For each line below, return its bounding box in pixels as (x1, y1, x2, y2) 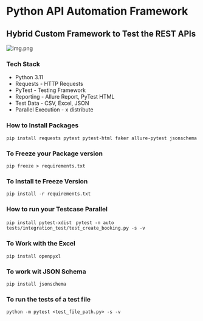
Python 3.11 (15, 74, 44, 81)
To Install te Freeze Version (6, 177, 88, 185)
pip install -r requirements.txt (6, 191, 91, 197)
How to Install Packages (6, 121, 79, 130)
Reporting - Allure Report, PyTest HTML (15, 93, 115, 101)
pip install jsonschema (6, 281, 67, 287)
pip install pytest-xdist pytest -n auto (6, 220, 114, 226)
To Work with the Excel (6, 239, 76, 248)
